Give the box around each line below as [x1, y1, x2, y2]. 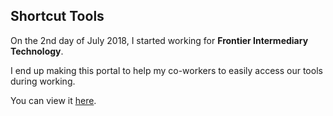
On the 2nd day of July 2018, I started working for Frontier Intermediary [10, 34, 309, 46]
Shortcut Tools [10, 8, 105, 25]
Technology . [10, 45, 64, 57]
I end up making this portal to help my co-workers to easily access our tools [10, 64, 323, 76]
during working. [10, 75, 76, 87]
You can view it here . [10, 94, 97, 106]
